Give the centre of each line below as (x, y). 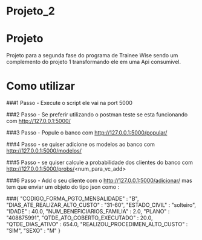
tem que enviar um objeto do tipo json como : (63, 187)
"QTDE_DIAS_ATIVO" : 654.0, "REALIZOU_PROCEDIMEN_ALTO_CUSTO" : (97, 224)
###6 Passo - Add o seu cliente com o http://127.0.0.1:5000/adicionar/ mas (99, 181)
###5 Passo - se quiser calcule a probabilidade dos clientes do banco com (100, 163)
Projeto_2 (31, 11)
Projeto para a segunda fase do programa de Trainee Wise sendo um (92, 55)
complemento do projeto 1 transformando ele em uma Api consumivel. (94, 62)
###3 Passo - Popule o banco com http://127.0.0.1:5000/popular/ (87, 133)
